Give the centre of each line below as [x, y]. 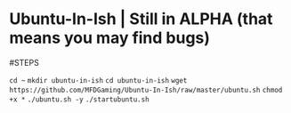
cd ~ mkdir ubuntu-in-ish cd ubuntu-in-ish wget [98, 80]
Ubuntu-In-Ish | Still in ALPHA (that [141, 19]
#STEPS [24, 62]
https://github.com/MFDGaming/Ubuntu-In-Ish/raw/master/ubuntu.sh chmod [146, 90]
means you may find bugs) [110, 38]
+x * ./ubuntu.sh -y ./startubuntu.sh [79, 99]
